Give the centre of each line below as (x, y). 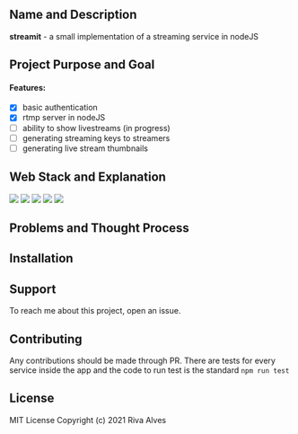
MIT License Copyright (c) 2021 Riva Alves (88, 420)
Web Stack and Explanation (88, 177)
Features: (28, 87)
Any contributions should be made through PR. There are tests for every (143, 360)
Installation (41, 258)
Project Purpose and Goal (82, 65)
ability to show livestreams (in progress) (96, 128)
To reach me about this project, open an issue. (95, 311)
